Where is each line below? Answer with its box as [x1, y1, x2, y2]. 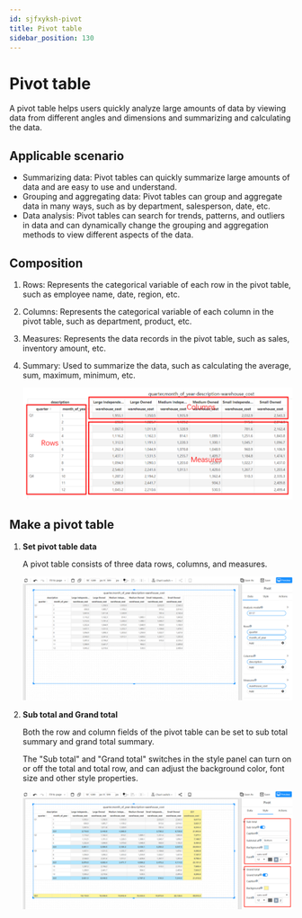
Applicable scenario [9, 148, 124, 164]
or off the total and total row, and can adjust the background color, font [22, 763, 285, 774]
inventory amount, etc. [22, 343, 106, 353]
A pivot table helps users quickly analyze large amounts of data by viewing [9, 103, 287, 114]
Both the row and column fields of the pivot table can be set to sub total [22, 726, 289, 737]
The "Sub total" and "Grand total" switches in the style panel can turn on [22, 753, 292, 764]
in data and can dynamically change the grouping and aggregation [22, 220, 270, 231]
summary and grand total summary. [22, 736, 155, 747]
